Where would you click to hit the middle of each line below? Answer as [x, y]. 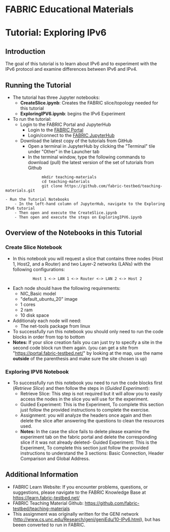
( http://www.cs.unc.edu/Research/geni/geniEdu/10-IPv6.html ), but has [86, 519]
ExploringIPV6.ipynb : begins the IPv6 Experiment [73, 114]
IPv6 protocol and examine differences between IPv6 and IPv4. [71, 69]
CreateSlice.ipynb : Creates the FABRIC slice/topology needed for [89, 103]
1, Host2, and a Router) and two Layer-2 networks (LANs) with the [82, 264]
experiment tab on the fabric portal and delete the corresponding [88, 437]
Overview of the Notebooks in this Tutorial [74, 233]
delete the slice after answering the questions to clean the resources [92, 420]
